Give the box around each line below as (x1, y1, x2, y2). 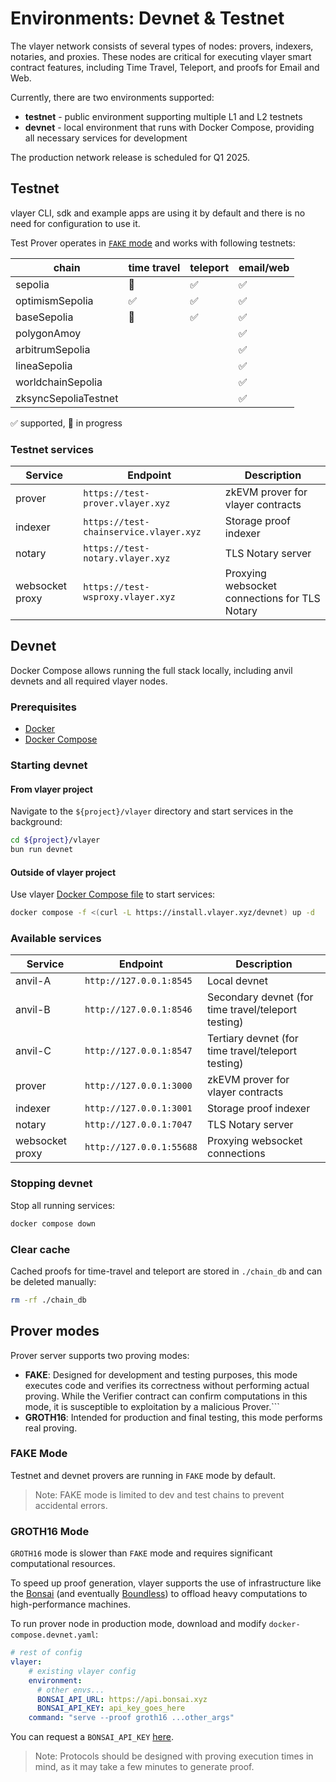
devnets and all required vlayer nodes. (10, 675, 168, 687)
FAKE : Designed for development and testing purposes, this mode (24, 1368, 298, 1381)
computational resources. (10, 1558, 116, 1570)
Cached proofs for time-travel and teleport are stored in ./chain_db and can (10, 1265, 323, 1277)
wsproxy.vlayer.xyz (83, 592, 176, 603)
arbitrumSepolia (15, 342, 91, 356)
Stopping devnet (10, 1177, 93, 1191)
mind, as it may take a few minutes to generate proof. (34, 1761, 255, 1773)
